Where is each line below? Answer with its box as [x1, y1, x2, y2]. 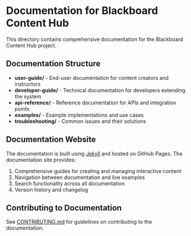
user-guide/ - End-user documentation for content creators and [14, 74, 169, 81]
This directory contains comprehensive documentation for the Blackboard [6, 36, 183, 43]
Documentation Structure [6, 59, 101, 69]
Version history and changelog [14, 186, 89, 193]
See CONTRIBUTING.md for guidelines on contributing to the [6, 219, 153, 226]
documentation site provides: [6, 156, 76, 163]
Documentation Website [6, 135, 96, 145]
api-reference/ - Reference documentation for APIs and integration [14, 99, 176, 106]
